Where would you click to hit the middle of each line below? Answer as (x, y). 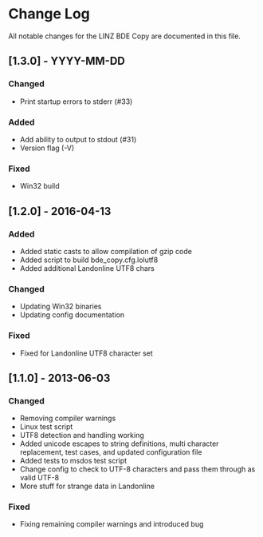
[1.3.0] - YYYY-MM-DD (67, 61)
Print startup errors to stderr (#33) (76, 101)
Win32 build (39, 186)
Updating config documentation (72, 315)
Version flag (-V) (47, 148)
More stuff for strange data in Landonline (87, 486)
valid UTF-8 (39, 478)
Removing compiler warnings (68, 418)
